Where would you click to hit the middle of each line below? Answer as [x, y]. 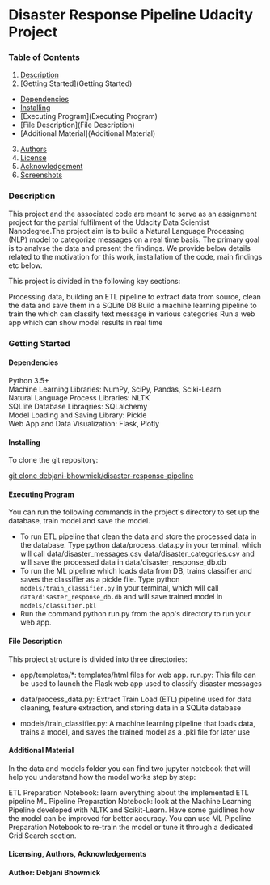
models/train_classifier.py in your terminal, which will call [119, 588]
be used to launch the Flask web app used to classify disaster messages [141, 683]
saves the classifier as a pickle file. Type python [100, 579]
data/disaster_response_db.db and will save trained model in [121, 597]
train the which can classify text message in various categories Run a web [132, 314]
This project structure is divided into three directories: [98, 659]
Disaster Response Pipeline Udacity [131, 15]
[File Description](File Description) [77, 125]
